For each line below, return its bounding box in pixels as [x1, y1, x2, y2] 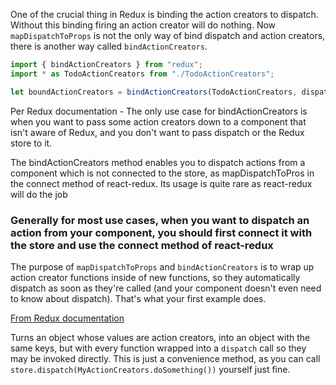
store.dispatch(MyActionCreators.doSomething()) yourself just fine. [10, 363, 291, 375]
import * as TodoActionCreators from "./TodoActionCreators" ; [10, 69, 275, 79]
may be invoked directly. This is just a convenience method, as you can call [10, 352, 321, 364]
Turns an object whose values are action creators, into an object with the [10, 331, 311, 343]
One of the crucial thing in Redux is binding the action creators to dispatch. [10, 9, 319, 20]
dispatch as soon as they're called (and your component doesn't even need [10, 282, 322, 294]
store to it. [10, 137, 53, 149]
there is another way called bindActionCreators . [10, 40, 208, 52]
